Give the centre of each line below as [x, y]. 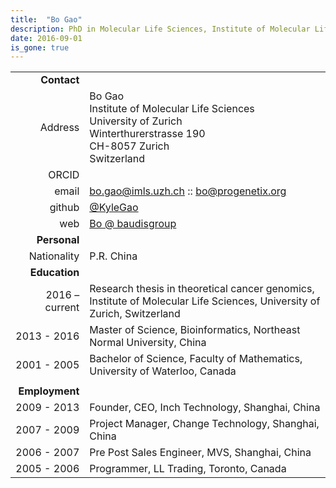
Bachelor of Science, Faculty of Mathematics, [196, 359]
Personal [58, 240]
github [64, 208]
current [62, 308]
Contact [60, 80]
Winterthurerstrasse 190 [147, 134]
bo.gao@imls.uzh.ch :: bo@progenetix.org [188, 191]
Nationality [54, 256]
